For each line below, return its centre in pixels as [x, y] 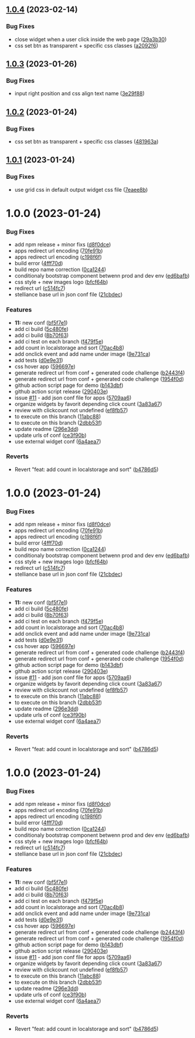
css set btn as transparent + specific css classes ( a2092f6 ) [86, 45]
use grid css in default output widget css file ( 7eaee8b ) [81, 189]
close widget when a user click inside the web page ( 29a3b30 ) [90, 39]
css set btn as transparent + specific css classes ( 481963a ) [87, 142]
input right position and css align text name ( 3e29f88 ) [80, 94]
